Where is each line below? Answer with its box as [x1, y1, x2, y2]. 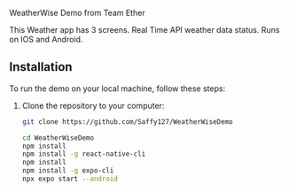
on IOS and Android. [9, 35, 83, 44]
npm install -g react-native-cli [21, 150, 146, 158]
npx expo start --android [21, 174, 118, 184]
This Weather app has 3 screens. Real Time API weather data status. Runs [9, 25, 280, 35]
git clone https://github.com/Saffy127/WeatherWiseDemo [21, 117, 233, 127]
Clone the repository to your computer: [21, 100, 165, 111]
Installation [9, 59, 73, 74]
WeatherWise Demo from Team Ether [9, 8, 145, 18]
